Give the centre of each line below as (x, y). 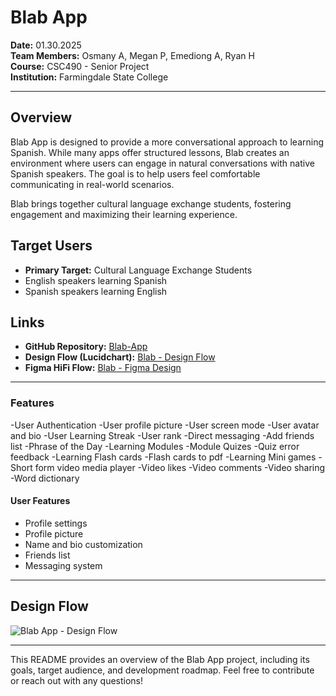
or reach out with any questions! (77, 680)
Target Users (51, 246)
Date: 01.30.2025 (46, 45)
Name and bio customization (83, 544)
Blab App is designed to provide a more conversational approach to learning (167, 142)
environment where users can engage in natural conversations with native (162, 163)
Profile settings (56, 523)
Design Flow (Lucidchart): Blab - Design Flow (120, 357)
